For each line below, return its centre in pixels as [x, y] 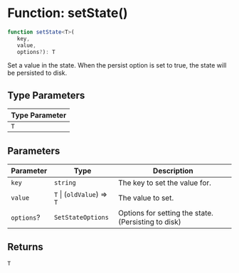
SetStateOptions [81, 218]
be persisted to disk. [37, 73]
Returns [26, 247]
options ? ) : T [36, 52]
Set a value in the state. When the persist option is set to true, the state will [117, 65]
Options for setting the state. [166, 213]
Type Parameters [46, 95]
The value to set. [146, 198]
